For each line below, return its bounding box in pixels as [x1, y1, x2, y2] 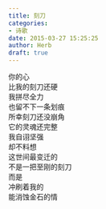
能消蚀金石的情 [8, 192, 58, 201]
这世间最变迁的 [8, 152, 58, 161]
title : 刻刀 [8, 11, 46, 20]
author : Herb [8, 42, 52, 50]
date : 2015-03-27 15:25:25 [8, 34, 99, 42]
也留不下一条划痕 [8, 102, 65, 111]
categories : [8, 19, 48, 27]
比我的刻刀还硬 [8, 82, 58, 91]
